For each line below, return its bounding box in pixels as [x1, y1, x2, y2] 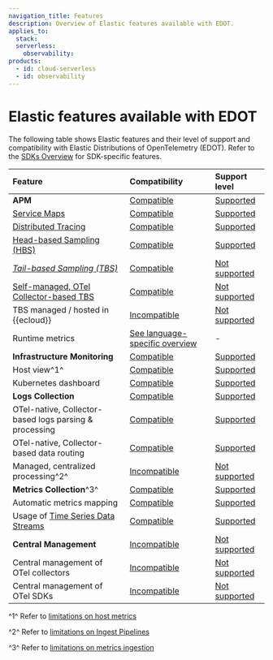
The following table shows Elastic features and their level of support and [8, 134, 250, 144]
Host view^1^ [12, 364, 63, 375]
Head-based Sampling [12, 234, 100, 245]
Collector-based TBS [12, 291, 95, 302]
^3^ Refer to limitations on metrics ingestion [8, 642, 154, 652]
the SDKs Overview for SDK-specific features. [8, 151, 162, 161]
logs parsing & [37, 413, 93, 425]
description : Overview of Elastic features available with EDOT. [8, 19, 234, 28]
